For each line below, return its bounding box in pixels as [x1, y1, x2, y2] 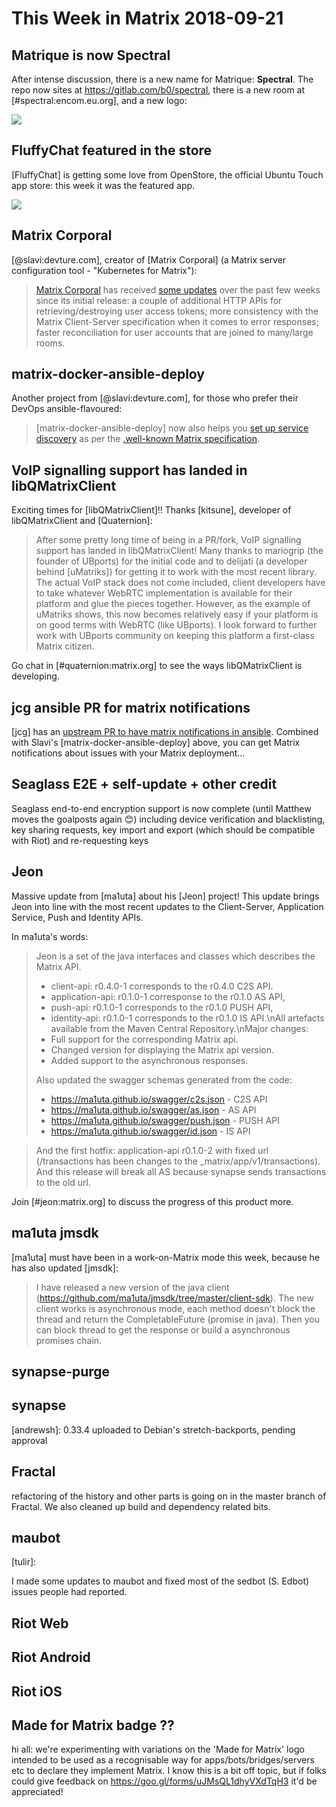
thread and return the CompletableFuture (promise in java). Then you [35, 1313, 321, 1325]
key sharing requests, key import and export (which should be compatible [11, 823, 316, 836]
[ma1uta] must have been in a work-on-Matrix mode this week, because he [11, 1251, 320, 1263]
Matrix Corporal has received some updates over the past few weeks [35, 283, 321, 296]
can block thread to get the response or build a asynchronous [35, 1323, 291, 1336]
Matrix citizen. [35, 640, 95, 652]
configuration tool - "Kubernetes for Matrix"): [11, 264, 198, 276]
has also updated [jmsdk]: [11, 1262, 119, 1274]
